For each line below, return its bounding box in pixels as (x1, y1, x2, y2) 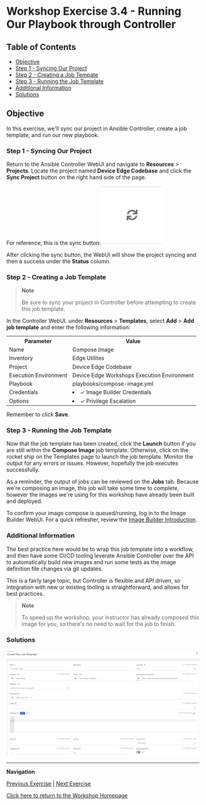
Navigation (6, 768, 35, 775)
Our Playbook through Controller (6, 17, 176, 31)
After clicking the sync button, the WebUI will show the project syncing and (6, 251, 196, 259)
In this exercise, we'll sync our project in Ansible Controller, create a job (6, 125, 187, 132)
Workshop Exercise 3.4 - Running (6, 4, 182, 18)
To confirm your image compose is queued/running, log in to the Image (6, 510, 186, 517)
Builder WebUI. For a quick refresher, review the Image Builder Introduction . (6, 516, 197, 523)
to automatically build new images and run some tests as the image (6, 558, 177, 566)
